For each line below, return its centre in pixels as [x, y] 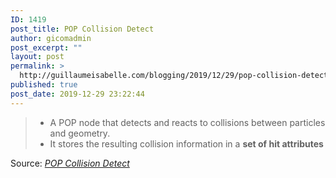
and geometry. [80, 133]
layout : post [37, 57]
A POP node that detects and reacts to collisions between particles [187, 122]
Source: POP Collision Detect [70, 163]
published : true [44, 85]
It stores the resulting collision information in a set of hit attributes [186, 143]
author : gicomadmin [51, 38]
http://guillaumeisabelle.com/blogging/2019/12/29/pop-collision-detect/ [176, 76]
